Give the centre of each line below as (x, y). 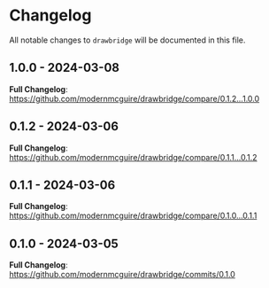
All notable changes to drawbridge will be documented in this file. (127, 40)
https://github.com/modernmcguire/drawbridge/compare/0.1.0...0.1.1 (133, 216)
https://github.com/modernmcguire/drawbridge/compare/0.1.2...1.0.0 (134, 98)
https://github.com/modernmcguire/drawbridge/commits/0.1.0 (123, 275)
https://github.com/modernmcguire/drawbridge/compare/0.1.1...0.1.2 (134, 157)
